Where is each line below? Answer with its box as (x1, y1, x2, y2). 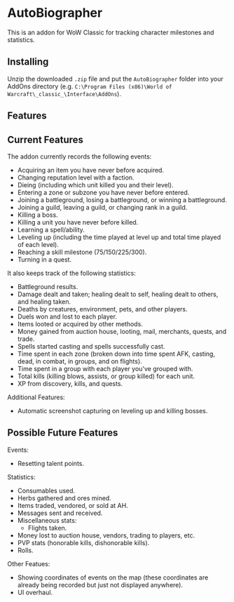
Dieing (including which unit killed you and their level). (17, 180, 174, 189)
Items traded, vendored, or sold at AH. (17, 501, 128, 509)
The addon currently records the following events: (7, 152, 152, 161)
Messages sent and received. (17, 509, 103, 517)
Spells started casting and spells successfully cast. (17, 342, 165, 350)
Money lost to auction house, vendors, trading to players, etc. (17, 531, 195, 540)
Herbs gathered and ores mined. (17, 493, 112, 502)
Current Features (7, 133, 84, 145)
